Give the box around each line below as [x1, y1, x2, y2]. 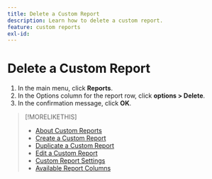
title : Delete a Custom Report [7, 10, 100, 18]
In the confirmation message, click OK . [17, 99, 132, 108]
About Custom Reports [35, 127, 103, 135]
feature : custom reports [7, 23, 81, 30]
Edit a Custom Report [35, 149, 98, 158]
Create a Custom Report [35, 134, 106, 142]
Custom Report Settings [35, 156, 106, 165]
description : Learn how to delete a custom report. [7, 17, 163, 24]
